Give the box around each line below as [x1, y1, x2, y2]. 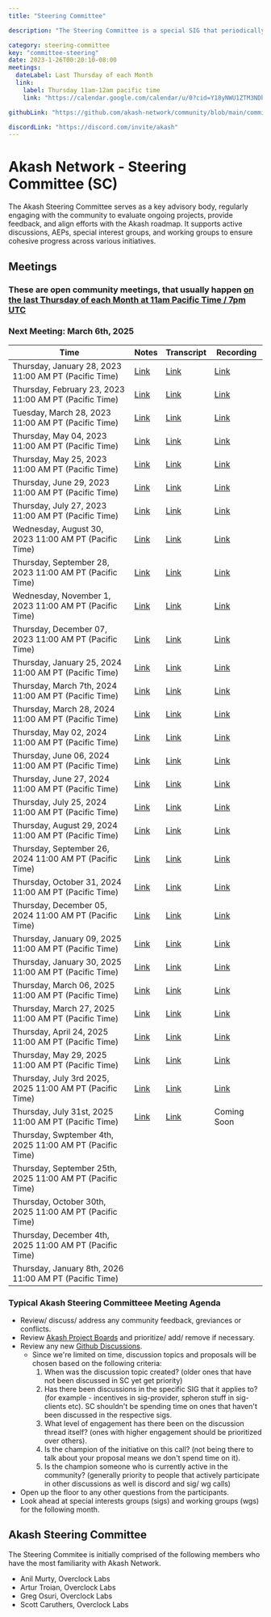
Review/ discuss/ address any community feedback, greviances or [19, 1316, 242, 1326]
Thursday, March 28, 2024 [12, 703, 115, 715]
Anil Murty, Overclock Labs [19, 1573, 110, 1583]
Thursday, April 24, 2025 [12, 1025, 109, 1037]
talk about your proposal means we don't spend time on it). [44, 1454, 240, 1463]
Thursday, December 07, [12, 623, 107, 634]
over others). [44, 1436, 87, 1445]
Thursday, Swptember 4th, [12, 1129, 115, 1140]
